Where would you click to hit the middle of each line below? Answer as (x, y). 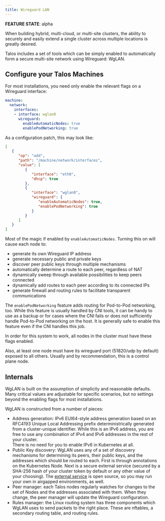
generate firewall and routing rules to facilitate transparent (71, 290)
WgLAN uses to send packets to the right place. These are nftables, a (83, 508)
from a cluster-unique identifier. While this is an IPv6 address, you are (83, 429)
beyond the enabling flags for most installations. (54, 399)
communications (29, 296)
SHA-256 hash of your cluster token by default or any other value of (81, 471)
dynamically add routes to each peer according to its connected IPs (81, 285)
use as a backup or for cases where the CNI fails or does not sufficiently (78, 316)
